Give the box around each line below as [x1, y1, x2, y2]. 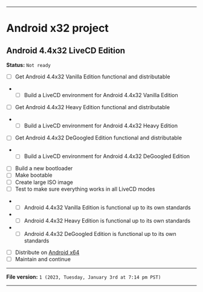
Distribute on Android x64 [14, 249, 80, 256]
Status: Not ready [6, 62, 51, 68]
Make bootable [14, 171, 53, 179]
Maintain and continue [14, 255, 71, 262]
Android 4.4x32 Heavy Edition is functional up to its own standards [24, 217, 191, 224]
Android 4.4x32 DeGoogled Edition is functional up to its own [24, 230, 176, 237]
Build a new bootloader [14, 165, 73, 172]
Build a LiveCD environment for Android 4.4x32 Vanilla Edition [24, 92, 178, 99]
